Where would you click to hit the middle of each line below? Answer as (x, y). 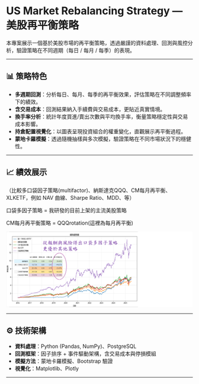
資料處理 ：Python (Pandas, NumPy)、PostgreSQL (76, 346)
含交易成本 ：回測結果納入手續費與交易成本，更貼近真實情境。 (90, 109)
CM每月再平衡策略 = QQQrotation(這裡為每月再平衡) (70, 223)
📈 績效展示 (27, 172)
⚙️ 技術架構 (26, 331)
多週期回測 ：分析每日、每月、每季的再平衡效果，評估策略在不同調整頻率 (103, 94)
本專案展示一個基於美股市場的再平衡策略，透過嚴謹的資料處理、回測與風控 (97, 43)
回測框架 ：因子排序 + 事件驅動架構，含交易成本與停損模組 (85, 353)
